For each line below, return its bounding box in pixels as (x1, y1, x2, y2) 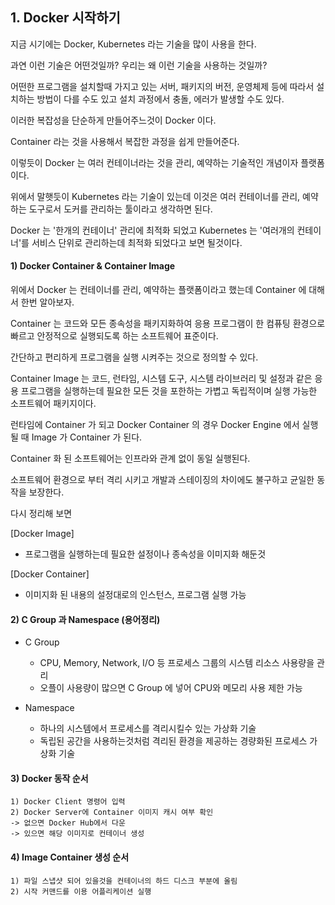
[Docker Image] (10, 528, 75, 540)
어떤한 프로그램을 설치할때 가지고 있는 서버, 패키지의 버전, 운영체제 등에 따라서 (10, 80, 315, 92)
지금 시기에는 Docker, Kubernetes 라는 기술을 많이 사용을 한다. (10, 38, 257, 50)
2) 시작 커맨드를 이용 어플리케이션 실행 (10, 886, 152, 897)
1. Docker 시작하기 (10, 9, 121, 27)
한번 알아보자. (20, 296, 75, 308)
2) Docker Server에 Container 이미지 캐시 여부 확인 (10, 808, 214, 818)
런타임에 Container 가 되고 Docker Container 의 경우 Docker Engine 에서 (10, 419, 300, 431)
